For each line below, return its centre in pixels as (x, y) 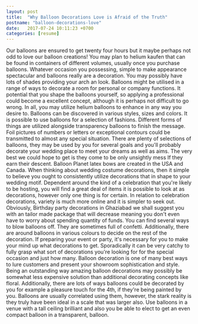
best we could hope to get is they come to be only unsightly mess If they (95, 158)
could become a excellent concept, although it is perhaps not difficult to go (98, 101)
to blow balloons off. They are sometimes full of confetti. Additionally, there (98, 227)
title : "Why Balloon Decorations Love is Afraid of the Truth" (87, 17)
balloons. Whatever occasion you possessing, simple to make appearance (97, 69)
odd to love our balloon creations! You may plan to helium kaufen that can (96, 57)
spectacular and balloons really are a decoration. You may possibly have (94, 76)
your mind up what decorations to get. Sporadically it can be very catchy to (98, 246)
